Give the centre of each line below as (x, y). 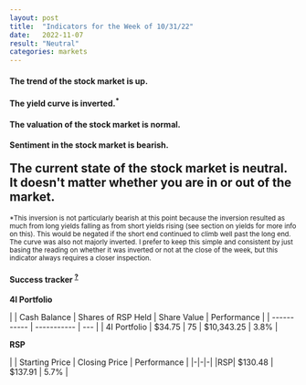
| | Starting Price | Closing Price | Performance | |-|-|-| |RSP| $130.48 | (142, 362)
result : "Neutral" (44, 43)
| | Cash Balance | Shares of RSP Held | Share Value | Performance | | (140, 317)
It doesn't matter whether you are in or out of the (151, 183)
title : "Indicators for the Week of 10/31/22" (102, 26)
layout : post (34, 18)
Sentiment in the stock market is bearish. (89, 145)
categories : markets (49, 52)
